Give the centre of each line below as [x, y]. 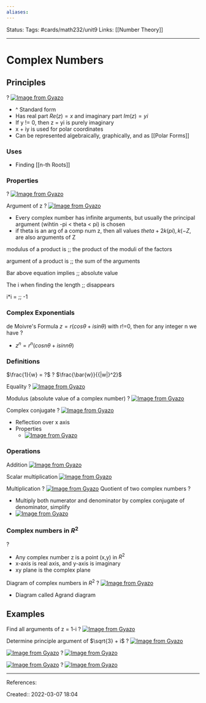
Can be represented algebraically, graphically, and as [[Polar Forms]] [102, 135]
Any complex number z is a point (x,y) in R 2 [70, 556]
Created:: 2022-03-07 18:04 [42, 694]
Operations [24, 451]
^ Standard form [36, 109]
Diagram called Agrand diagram [55, 595]
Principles [26, 83]
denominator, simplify [43, 507]
